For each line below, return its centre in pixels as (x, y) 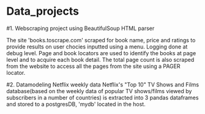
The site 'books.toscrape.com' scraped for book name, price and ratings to (101, 40)
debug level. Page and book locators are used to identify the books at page (101, 53)
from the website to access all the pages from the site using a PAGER (93, 66)
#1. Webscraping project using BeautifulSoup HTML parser (80, 28)
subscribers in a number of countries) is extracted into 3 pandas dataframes (102, 97)
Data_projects (43, 11)
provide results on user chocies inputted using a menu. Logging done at (97, 47)
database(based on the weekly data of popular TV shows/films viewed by (99, 91)
